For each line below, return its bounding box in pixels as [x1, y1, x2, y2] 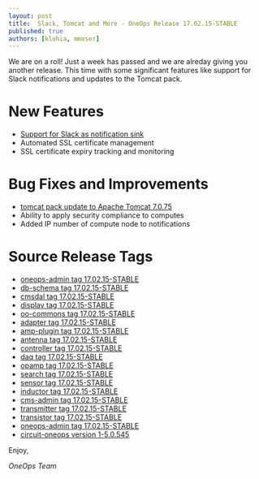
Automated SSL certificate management [19, 138, 154, 148]
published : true [8, 27, 63, 35]
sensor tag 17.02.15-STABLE [19, 378, 114, 388]
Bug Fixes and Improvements [8, 175, 209, 193]
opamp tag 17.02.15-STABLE [19, 360, 114, 370]
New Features [8, 102, 104, 121]
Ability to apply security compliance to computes [19, 210, 184, 220]
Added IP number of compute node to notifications [19, 219, 191, 229]
